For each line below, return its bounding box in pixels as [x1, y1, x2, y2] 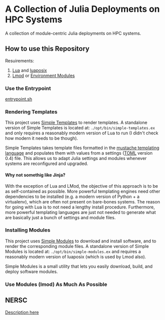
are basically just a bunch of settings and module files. [5, 214, 116, 220]
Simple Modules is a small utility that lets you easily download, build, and [5, 263, 153, 269]
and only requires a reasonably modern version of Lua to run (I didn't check [5, 130, 159, 136]
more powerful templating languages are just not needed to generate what [5, 209, 156, 215]
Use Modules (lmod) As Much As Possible [5, 280, 107, 287]
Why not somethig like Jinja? [5, 172, 66, 178]
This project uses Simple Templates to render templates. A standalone [5, 120, 148, 125]
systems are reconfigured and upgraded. [5, 160, 89, 166]
